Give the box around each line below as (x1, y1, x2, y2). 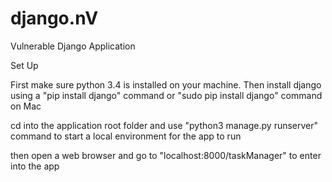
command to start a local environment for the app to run (10, 130, 242, 142)
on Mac (10, 100, 42, 112)
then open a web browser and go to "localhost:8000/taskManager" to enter (10, 149, 322, 161)
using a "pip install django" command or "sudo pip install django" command (10, 89, 323, 101)
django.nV (10, 7, 99, 30)
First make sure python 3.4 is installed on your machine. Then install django (10, 78, 322, 91)
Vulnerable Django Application (10, 40, 136, 52)
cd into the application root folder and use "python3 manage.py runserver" (10, 119, 319, 131)
